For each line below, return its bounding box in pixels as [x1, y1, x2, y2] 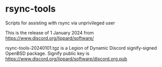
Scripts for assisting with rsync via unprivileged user [5, 20, 115, 26]
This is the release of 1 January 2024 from [5, 29, 94, 36]
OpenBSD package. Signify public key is [5, 50, 90, 56]
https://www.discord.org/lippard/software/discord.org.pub [5, 55, 127, 61]
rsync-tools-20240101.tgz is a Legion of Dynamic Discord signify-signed [5, 45, 157, 51]
